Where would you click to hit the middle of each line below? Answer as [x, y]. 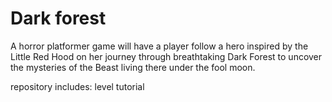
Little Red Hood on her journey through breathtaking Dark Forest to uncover [166, 56]
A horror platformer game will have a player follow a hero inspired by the [159, 46]
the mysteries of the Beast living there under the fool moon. [133, 67]
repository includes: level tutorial [77, 86]
